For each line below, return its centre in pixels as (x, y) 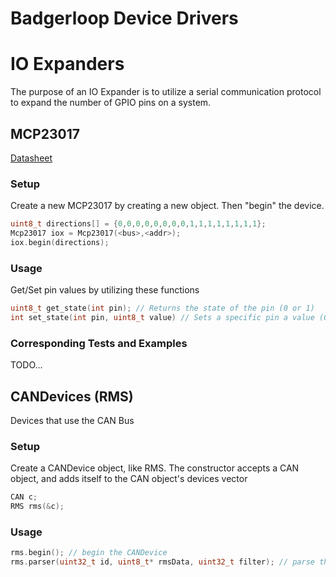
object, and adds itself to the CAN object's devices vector (129, 479)
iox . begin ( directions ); (60, 242)
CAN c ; (24, 497)
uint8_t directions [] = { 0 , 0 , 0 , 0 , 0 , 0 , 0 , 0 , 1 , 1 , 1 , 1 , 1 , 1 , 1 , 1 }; (138, 224)
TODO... (26, 365)
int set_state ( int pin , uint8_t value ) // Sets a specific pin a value (162, 318)
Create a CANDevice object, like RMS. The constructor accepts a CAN (155, 468)
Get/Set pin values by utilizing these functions (105, 290)
